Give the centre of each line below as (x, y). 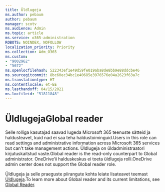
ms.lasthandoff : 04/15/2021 (34, 89)
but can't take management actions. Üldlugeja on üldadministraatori (75, 148)
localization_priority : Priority (40, 47)
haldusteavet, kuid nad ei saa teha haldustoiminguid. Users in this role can (81, 138)
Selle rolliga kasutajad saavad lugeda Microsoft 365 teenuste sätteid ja (78, 132)
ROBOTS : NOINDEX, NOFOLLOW (33, 43)
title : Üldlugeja (23, 10)
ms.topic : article (24, 33)
